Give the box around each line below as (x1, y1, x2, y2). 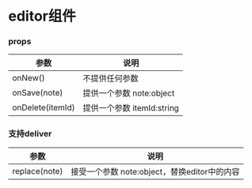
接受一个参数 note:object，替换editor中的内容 (71, 166, 240, 177)
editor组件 (8, 7, 77, 25)
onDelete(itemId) (12, 102, 75, 113)
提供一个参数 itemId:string (82, 103, 180, 114)
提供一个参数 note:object (82, 88, 175, 99)
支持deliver (8, 128, 52, 139)
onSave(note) (12, 88, 63, 99)
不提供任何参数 (82, 73, 139, 84)
